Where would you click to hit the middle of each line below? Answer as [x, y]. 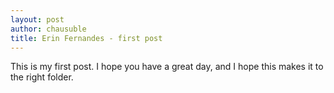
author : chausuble [48, 29]
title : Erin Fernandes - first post [86, 38]
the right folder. [42, 77]
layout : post [37, 19]
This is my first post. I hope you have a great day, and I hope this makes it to [167, 67]
